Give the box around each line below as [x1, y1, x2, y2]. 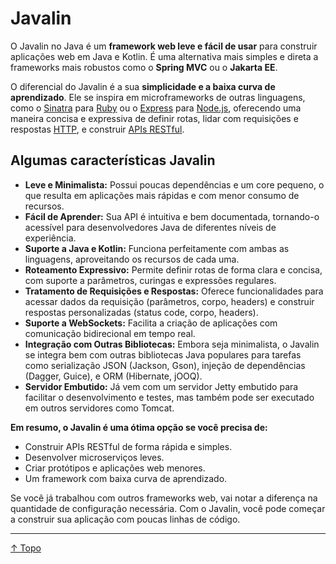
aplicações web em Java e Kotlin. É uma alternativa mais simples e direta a [10, 50, 319, 62]
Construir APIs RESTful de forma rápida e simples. [24, 440, 233, 452]
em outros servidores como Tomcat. [24, 402, 175, 414]
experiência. [24, 232, 77, 244]
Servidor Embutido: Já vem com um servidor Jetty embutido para [24, 380, 299, 392]
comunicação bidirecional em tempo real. [24, 327, 196, 339]
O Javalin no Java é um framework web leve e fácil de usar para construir [10, 40, 318, 52]
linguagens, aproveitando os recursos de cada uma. [24, 253, 240, 265]
